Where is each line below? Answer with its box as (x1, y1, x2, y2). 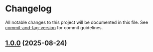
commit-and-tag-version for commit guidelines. (5, 24, 103, 30)
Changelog (5, 3, 52, 14)
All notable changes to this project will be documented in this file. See (5, 19, 149, 25)
